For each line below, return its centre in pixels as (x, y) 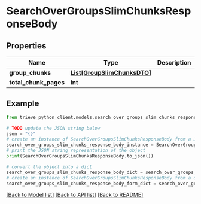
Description (174, 63)
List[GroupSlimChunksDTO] (111, 73)
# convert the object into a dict (49, 167)
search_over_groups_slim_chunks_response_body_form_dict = (81, 184)
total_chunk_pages (37, 82)
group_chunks (30, 73)
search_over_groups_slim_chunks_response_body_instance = (80, 145)
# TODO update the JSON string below (53, 128)
